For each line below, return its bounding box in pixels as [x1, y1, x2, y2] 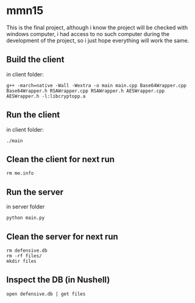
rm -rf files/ [6, 253, 43, 259]
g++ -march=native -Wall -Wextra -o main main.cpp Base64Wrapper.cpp [6, 82, 187, 88]
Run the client [6, 110, 60, 120]
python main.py [6, 215, 45, 221]
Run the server [6, 187, 64, 197]
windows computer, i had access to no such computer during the [6, 30, 169, 37]
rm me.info [6, 170, 34, 177]
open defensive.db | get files [6, 291, 86, 297]
